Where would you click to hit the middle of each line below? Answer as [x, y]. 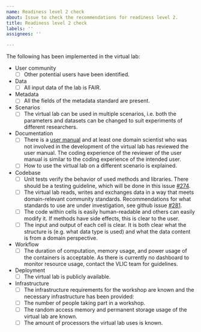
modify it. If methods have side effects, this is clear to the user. [102, 218]
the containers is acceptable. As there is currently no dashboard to [106, 257]
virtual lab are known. [51, 316]
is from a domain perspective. [61, 238]
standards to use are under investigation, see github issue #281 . [103, 205]
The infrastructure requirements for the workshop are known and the [109, 289]
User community [35, 68]
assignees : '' [24, 34]
